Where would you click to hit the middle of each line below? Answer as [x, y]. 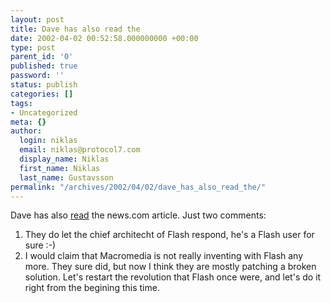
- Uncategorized [44, 112]
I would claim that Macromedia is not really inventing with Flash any [164, 256]
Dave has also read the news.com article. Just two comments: [138, 215]
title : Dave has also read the [75, 29]
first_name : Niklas [60, 168]
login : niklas [48, 141]
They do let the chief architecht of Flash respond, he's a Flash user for [169, 235]
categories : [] [42, 94]
